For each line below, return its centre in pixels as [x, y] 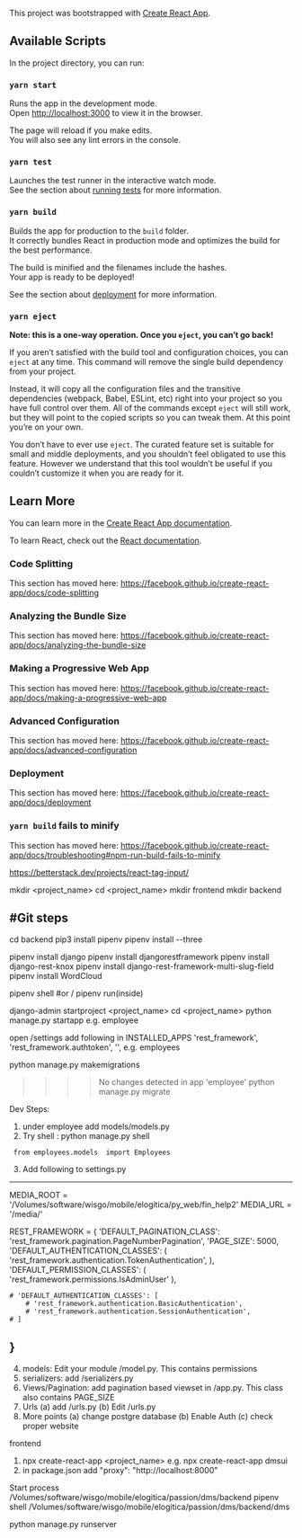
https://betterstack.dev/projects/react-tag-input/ [99, 872]
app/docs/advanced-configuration [73, 750]
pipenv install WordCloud [56, 976]
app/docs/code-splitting [54, 593]
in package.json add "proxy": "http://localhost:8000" [120, 1471]
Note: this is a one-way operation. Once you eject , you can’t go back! [142, 335]
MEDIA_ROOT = [39, 1196]
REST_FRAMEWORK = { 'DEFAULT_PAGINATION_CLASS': [115, 1231]
